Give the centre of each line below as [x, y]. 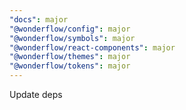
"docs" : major [39, 19]
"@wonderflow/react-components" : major [92, 47]
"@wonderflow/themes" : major [70, 57]
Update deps [36, 94]
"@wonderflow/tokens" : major [70, 66]
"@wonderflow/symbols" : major [72, 38]
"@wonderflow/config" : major [70, 29]
